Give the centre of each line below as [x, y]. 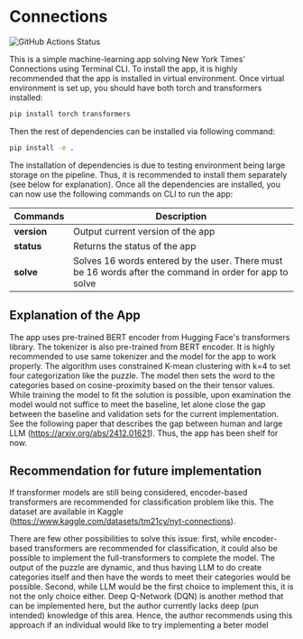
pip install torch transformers [70, 114]
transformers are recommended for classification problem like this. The [142, 502]
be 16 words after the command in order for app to [181, 272]
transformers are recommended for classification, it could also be [156, 549]
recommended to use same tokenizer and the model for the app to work [143, 356]
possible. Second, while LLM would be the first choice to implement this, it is [151, 587]
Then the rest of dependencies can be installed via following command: [142, 131]
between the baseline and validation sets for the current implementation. [144, 413]
